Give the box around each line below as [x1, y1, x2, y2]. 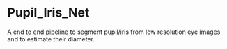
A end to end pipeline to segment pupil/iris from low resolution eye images [7, 28, 221, 36]
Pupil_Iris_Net [7, 5, 90, 21]
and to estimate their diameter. [7, 35, 95, 43]
